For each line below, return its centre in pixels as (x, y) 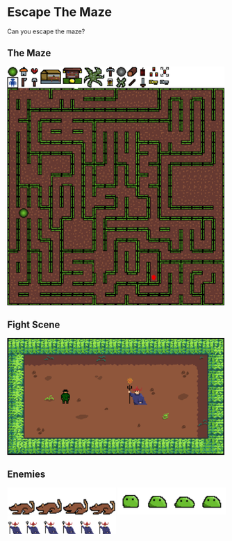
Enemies (26, 475)
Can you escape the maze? (46, 31)
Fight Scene (34, 325)
